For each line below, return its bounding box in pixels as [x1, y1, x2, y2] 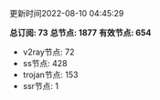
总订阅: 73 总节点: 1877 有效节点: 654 [9, 27, 152, 38]
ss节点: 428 [22, 58, 68, 68]
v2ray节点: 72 [22, 46, 75, 57]
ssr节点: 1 [22, 81, 59, 91]
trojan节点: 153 [22, 69, 79, 80]
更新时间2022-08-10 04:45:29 [9, 8, 124, 18]
